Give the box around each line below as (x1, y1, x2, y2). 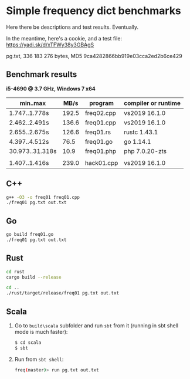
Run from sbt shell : (14, 356, 64, 363)
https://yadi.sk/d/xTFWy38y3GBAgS (6, 41, 94, 48)
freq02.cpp (84, 109, 116, 117)
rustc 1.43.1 (124, 128, 158, 136)
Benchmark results (6, 69, 77, 80)
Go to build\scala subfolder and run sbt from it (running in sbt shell (14, 322, 179, 329)
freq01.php (84, 147, 117, 155)
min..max (19, 99, 46, 107)
